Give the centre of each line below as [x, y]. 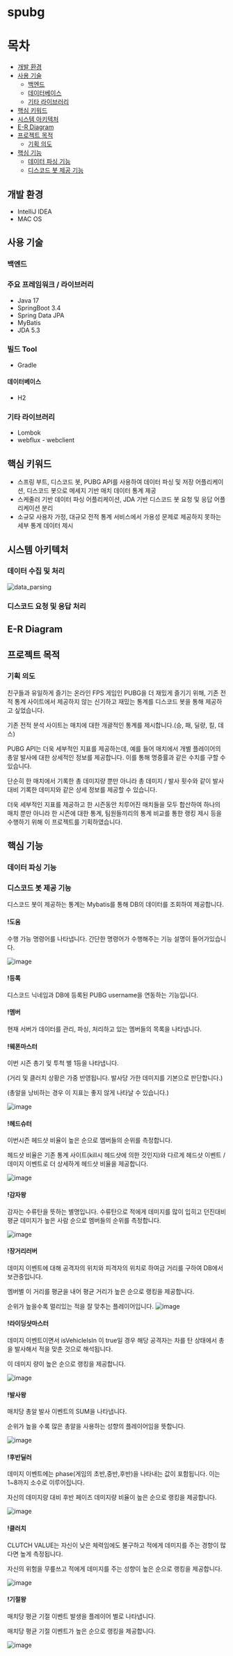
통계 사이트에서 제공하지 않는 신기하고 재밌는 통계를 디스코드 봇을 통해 [109, 701]
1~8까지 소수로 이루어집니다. [46, 1482]
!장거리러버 [23, 1251]
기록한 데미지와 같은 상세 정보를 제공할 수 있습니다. [89, 790]
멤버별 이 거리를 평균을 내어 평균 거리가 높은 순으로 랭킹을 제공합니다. [101, 1291]
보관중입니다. [25, 1277]
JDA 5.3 [29, 330]
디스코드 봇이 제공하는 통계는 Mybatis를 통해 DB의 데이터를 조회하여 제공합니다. [115, 905]
